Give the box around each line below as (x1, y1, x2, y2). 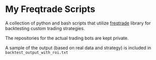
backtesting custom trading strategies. (5, 25, 85, 31)
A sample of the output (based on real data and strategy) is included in (5, 44, 151, 50)
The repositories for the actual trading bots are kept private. (5, 35, 129, 41)
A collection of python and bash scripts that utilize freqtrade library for (5, 20, 151, 26)
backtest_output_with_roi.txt (5, 50, 69, 55)
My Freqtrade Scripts (5, 3, 95, 15)
